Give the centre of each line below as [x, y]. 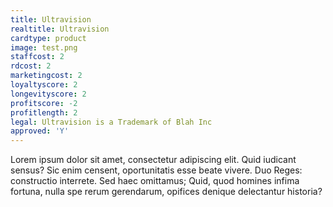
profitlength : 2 [44, 112]
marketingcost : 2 [46, 76]
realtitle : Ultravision [60, 29]
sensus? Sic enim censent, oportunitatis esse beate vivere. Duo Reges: [156, 170]
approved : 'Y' [40, 131]
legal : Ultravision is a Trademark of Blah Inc [111, 122]
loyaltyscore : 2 [44, 85]
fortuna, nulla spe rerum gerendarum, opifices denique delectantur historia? [166, 192]
